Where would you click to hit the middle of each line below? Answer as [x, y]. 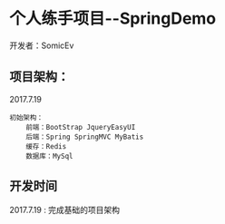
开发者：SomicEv [42, 45]
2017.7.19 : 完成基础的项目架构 [65, 209]
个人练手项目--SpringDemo [113, 19]
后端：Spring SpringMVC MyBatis [85, 137]
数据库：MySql [49, 156]
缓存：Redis [46, 146]
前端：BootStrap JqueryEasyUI [81, 127]
